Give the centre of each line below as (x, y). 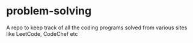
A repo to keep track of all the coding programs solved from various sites (97, 27)
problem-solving (49, 11)
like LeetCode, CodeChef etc (42, 33)
